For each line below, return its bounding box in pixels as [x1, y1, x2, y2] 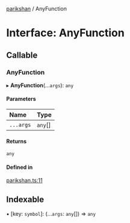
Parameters [6, 96, 36, 103]
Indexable [6, 194, 45, 204]
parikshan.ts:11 [6, 177, 43, 184]
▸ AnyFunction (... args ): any [6, 81, 74, 89]
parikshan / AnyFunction [6, 5, 67, 12]
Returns [6, 138, 27, 145]
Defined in [6, 163, 33, 171]
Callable [6, 50, 38, 60]
